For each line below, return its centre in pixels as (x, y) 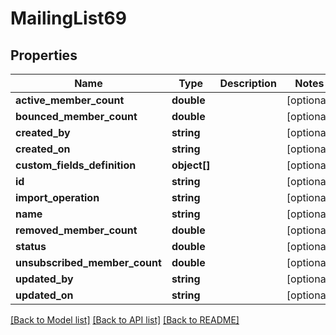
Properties (44, 55)
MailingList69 (68, 18)
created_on (43, 149)
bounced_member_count (76, 116)
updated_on (44, 295)
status (31, 246)
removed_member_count (76, 230)
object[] (191, 165)
